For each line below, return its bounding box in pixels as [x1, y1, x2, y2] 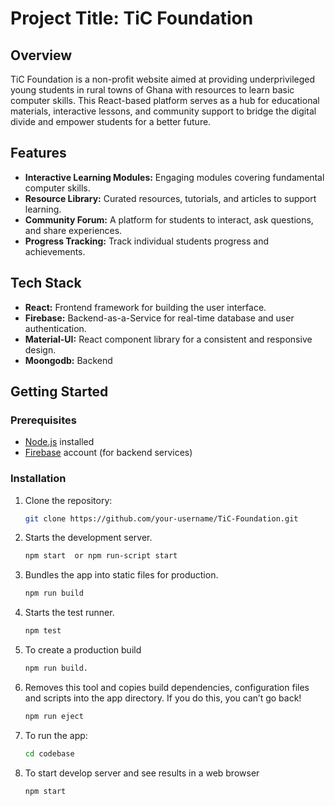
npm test [24, 626, 62, 636]
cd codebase [24, 748, 75, 759]
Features [10, 145, 67, 162]
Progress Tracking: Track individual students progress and [24, 235, 270, 247]
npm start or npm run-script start [24, 551, 178, 561]
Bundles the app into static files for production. [24, 569, 219, 581]
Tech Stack [10, 275, 82, 292]
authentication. [24, 322, 87, 334]
